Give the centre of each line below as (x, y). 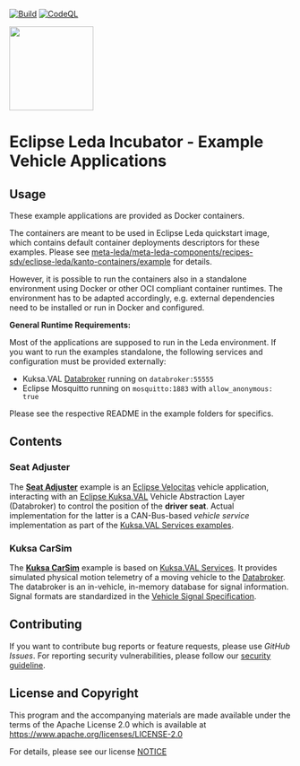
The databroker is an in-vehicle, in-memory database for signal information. (149, 587)
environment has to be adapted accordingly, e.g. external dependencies (142, 298)
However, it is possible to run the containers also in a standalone (128, 279)
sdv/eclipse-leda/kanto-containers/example (90, 261)
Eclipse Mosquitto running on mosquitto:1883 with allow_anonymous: (147, 388)
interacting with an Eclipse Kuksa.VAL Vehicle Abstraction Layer (127, 496)
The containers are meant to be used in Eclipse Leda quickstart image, (140, 233)
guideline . (28, 665)
